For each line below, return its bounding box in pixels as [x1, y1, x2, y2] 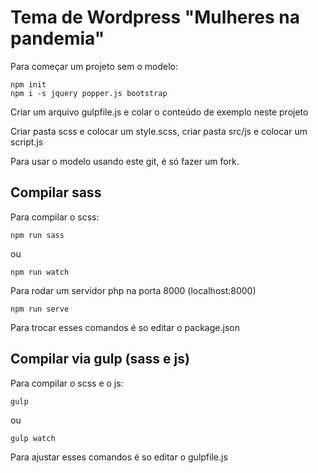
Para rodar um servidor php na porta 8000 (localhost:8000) [10, 284, 257, 296]
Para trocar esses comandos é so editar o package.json [10, 321, 240, 333]
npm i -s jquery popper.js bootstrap [10, 88, 168, 98]
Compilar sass [10, 184, 102, 201]
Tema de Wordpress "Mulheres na [10, 6, 300, 29]
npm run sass [10, 230, 65, 240]
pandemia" [10, 27, 105, 50]
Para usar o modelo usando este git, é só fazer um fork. [10, 155, 240, 167]
